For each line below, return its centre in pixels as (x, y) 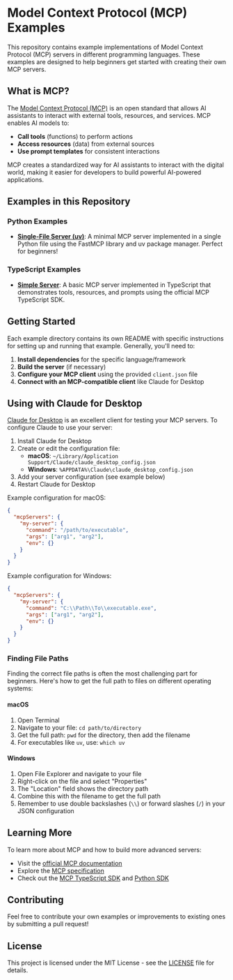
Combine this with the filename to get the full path (89, 796)
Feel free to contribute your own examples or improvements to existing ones (116, 916)
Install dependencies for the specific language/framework (102, 359)
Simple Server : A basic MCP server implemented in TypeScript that (114, 285)
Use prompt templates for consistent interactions (88, 151)
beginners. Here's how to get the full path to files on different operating (109, 681)
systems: (20, 688)
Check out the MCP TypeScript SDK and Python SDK (93, 878)
